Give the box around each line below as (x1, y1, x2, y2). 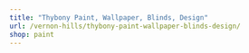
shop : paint (9, 30, 54, 39)
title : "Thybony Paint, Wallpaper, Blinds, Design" (9, 13, 208, 22)
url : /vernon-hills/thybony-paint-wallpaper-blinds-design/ (9, 22, 242, 31)
